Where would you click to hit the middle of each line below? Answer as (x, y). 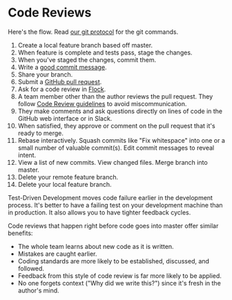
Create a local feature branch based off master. (85, 45)
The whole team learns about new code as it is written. (96, 246)
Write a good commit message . (62, 67)
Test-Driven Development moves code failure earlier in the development (110, 197)
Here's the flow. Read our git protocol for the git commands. (93, 32)
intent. (27, 155)
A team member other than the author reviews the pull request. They (115, 96)
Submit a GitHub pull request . (60, 81)
